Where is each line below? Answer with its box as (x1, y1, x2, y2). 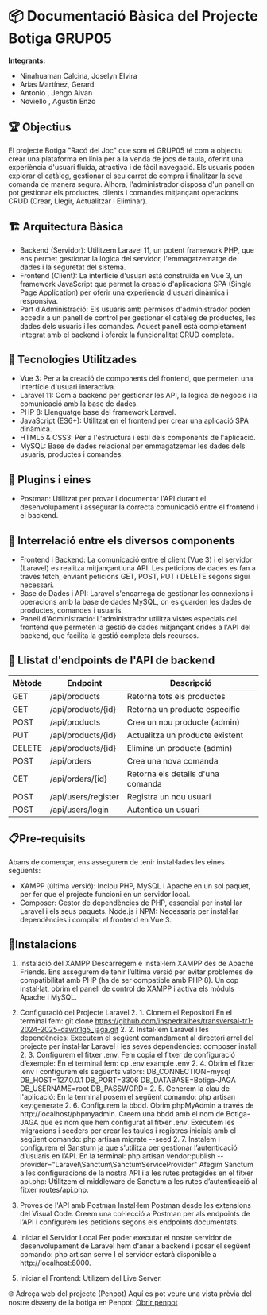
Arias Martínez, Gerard (19, 79, 95, 89)
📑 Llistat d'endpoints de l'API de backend (8, 654, 215, 667)
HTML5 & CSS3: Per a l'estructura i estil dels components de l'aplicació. (19, 433, 256, 443)
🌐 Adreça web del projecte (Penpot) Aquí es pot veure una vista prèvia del (8, 1289, 252, 1298)
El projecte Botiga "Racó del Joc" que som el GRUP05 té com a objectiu (8, 145, 244, 155)
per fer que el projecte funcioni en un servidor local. (19, 889, 191, 899)
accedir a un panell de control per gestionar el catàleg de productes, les (19, 312, 256, 323)
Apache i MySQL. (19, 992, 77, 1002)
